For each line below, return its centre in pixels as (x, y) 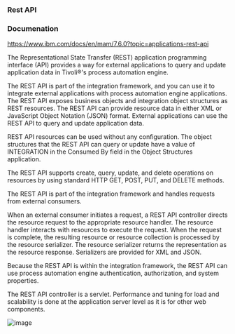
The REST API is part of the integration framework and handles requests (111, 194)
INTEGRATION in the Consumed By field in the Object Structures (100, 152)
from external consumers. (44, 201)
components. (26, 309)
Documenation (33, 28)
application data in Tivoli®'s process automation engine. (88, 72)
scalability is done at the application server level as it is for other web (107, 302)
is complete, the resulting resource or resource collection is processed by (114, 237)
